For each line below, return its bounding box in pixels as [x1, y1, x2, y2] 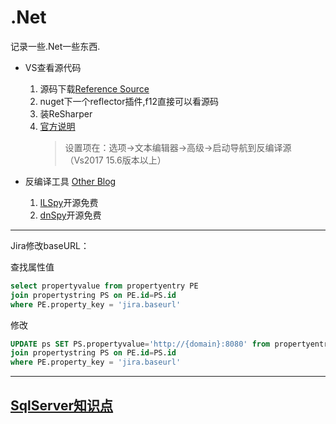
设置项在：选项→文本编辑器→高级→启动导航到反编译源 [64, 141, 292, 153]
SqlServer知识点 [10, 397, 114, 414]
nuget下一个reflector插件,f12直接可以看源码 [39, 95, 219, 107]
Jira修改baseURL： [10, 239, 90, 251]
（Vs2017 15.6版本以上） [64, 154, 167, 166]
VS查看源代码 [24, 61, 82, 73]
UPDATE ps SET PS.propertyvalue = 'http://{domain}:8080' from [10, 339, 271, 349]
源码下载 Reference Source [39, 82, 150, 95]
